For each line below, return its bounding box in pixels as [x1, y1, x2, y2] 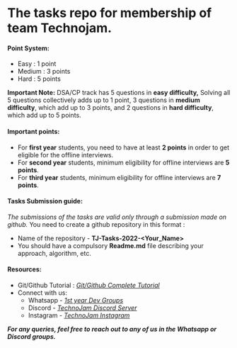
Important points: [7, 127, 60, 135]
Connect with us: [17, 288, 67, 297]
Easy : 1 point [17, 60, 57, 68]
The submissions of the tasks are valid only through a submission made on [7, 213, 227, 221]
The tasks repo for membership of [7, 5, 212, 21]
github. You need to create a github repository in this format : [7, 220, 185, 228]
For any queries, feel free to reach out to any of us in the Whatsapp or [7, 325, 217, 333]
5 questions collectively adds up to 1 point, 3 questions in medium [7, 96, 200, 104]
